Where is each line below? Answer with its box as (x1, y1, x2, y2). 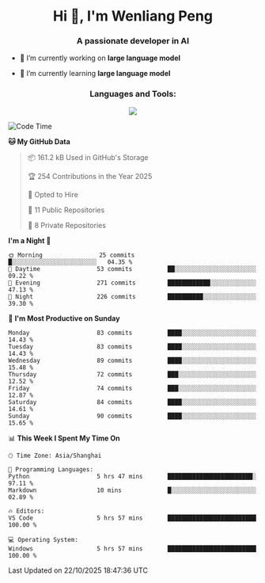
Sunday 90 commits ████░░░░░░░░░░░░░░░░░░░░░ (8, 412, 257, 420)
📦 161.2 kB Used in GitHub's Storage (27, 152, 149, 162)
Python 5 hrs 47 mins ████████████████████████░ (8, 472, 257, 480)
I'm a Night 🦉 (8, 235, 51, 245)
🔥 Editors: (8, 507, 45, 515)
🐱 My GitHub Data (8, 136, 71, 146)
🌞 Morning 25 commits (8, 251, 135, 259)
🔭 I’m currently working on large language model (19, 53, 180, 63)
